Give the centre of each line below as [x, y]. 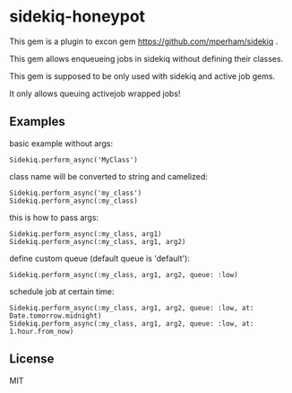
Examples [37, 122]
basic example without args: [61, 143]
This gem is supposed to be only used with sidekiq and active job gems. [142, 76]
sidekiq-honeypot [77, 17]
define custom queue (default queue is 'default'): [100, 258]
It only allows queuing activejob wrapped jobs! [95, 93]
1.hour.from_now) [42, 331]
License [32, 359]
